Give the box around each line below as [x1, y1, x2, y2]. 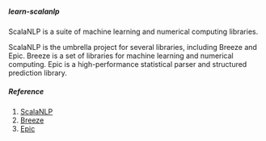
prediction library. [8, 68, 67, 77]
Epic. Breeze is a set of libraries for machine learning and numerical [8, 51, 234, 60]
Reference [8, 86, 44, 96]
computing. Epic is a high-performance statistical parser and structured [8, 59, 247, 68]
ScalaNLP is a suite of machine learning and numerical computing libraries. [8, 27, 259, 36]
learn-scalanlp [8, 6, 60, 16]
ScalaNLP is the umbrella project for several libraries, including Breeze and [8, 42, 257, 52]
